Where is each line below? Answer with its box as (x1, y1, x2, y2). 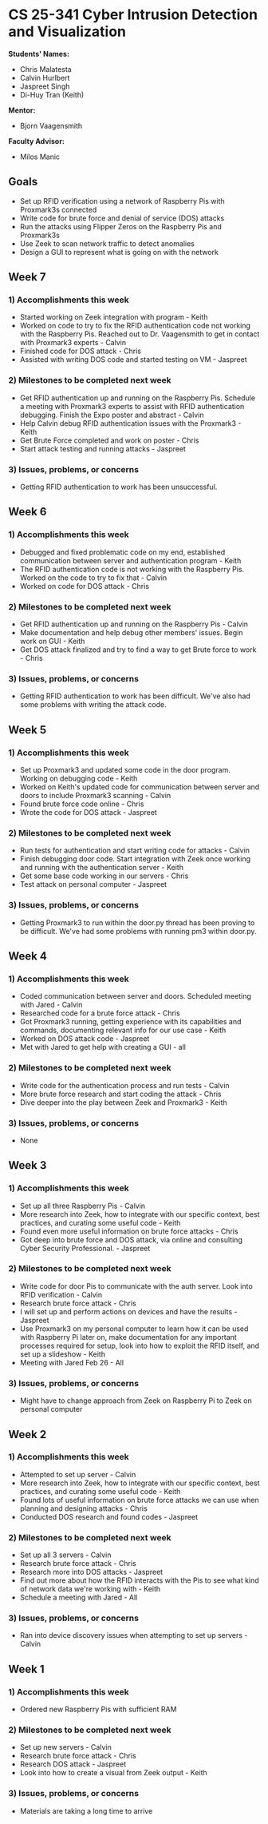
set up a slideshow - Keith (19, 1349, 106, 1359)
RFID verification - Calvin (19, 1290, 103, 1299)
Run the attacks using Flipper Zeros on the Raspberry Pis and (19, 221, 222, 231)
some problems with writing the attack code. (19, 700, 167, 709)
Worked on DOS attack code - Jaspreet (19, 1034, 150, 1043)
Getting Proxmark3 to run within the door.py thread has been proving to (19, 917, 255, 928)
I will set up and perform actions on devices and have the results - (19, 1306, 238, 1316)
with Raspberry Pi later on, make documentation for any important (19, 1332, 237, 1341)
